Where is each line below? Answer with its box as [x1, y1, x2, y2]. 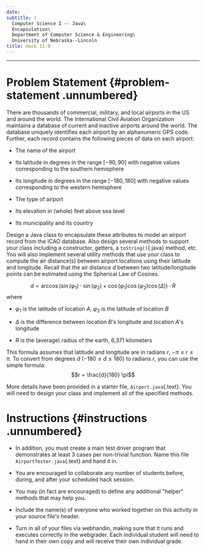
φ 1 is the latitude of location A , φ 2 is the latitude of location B [15, 305, 169, 314]
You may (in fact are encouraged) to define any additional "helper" [15, 488, 184, 495]
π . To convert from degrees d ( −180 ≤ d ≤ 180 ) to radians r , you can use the [6, 355, 198, 363]
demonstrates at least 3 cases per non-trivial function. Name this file [15, 451, 189, 458]
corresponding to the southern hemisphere [15, 165, 124, 172]
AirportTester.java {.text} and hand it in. [15, 458, 118, 465]
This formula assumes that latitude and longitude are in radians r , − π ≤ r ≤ [6, 349, 194, 356]
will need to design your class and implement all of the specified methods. [6, 390, 194, 397]
